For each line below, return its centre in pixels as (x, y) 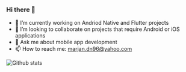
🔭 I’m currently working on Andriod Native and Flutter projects (92, 23)
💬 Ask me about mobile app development (66, 42)
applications (30, 36)
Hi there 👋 (21, 10)
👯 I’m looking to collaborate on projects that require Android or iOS (98, 29)
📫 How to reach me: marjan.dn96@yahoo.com (73, 49)
